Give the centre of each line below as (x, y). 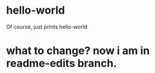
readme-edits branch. (62, 64)
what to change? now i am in (78, 51)
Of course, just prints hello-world (47, 27)
